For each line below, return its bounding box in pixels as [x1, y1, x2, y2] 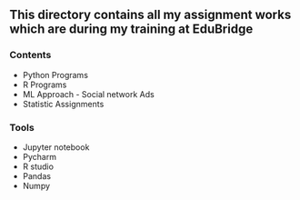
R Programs [22, 79, 67, 90]
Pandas [22, 170, 52, 181]
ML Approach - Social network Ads [22, 88, 155, 99]
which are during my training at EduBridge [9, 22, 254, 37]
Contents [9, 49, 52, 62]
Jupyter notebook [22, 141, 90, 153]
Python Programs [22, 69, 89, 80]
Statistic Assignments [22, 98, 105, 109]
